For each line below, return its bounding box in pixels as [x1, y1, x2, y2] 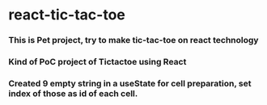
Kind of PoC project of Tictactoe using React [8, 57, 187, 68]
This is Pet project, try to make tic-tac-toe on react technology [8, 35, 259, 46]
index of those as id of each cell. [8, 87, 138, 99]
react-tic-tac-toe [8, 6, 125, 24]
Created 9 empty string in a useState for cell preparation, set [8, 78, 252, 89]
